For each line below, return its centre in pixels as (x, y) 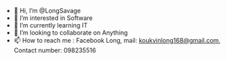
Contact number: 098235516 (55, 50)
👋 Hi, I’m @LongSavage (47, 11)
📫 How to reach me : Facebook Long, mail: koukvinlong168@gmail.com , (117, 40)
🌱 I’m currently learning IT (51, 25)
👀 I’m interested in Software (53, 18)
